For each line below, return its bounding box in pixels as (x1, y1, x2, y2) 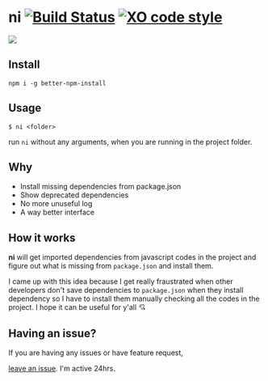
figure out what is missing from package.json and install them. (8, 261, 214, 271)
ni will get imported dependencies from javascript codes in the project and (8, 252, 257, 262)
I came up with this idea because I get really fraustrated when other (8, 277, 234, 286)
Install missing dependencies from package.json (19, 182, 182, 192)
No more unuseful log (19, 199, 93, 209)
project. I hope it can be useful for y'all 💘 (8, 303, 146, 312)
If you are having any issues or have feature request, (8, 348, 184, 358)
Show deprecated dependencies (19, 190, 129, 200)
